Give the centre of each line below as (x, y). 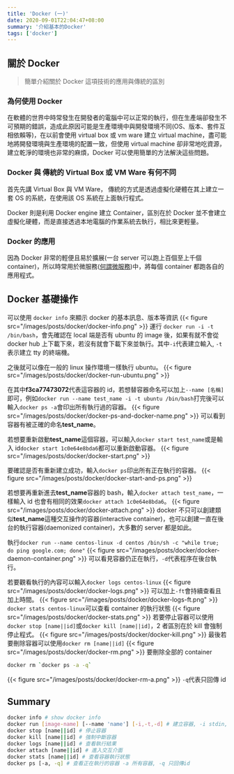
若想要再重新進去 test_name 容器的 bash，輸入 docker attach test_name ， (112, 492)
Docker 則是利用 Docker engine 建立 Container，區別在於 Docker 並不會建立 (117, 212)
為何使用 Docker (35, 101)
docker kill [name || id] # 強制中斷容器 (62, 738)
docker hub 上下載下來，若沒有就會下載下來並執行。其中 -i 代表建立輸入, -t (115, 344)
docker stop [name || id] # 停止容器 (57, 731)
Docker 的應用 (31, 241)
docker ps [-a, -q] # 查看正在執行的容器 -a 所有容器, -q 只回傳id (99, 763)
